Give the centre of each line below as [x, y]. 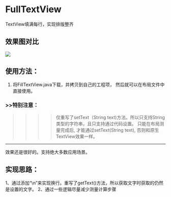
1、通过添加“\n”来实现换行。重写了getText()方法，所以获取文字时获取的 [80, 183]
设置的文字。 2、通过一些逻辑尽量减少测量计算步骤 [63, 189]
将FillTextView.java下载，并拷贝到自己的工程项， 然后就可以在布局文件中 [89, 85]
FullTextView [34, 9]
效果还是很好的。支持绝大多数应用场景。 [48, 152]
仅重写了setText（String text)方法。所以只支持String [110, 117]
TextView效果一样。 [77, 136]
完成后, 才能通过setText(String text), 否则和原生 [110, 130]
